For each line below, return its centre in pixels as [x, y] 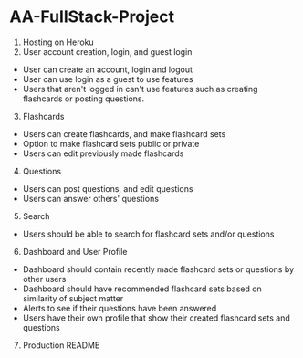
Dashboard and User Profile [75, 251]
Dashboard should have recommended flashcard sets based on [142, 289]
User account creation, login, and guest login [107, 51]
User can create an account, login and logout [108, 69]
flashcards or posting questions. [84, 99]
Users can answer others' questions [91, 198]
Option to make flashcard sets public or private [111, 143]
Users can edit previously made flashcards [103, 153]
